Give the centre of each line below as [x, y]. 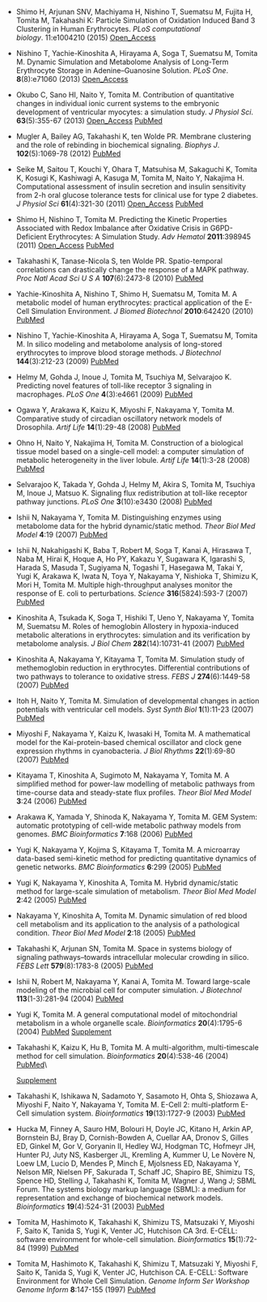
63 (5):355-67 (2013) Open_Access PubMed [89, 120]
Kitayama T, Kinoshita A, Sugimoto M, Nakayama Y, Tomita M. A [123, 775]
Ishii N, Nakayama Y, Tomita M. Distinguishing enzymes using [119, 517]
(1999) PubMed [53, 1248]
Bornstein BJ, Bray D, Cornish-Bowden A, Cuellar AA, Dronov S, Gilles [132, 1137]
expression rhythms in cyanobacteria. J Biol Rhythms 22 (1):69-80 [126, 751]
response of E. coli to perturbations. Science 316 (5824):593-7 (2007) [132, 593]
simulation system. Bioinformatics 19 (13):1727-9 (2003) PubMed [138, 1113]
